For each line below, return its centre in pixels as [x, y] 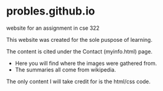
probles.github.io [51, 11]
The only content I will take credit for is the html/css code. [78, 81]
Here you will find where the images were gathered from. [86, 63]
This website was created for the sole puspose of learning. [79, 39]
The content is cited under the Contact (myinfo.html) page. [79, 51]
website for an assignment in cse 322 [53, 28]
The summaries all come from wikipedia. [66, 69]
